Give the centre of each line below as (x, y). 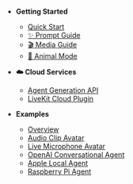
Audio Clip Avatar (56, 138)
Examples (32, 114)
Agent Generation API (63, 90)
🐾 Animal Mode (52, 56)
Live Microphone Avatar (66, 146)
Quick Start (46, 27)
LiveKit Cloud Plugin (60, 99)
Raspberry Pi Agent (59, 171)
